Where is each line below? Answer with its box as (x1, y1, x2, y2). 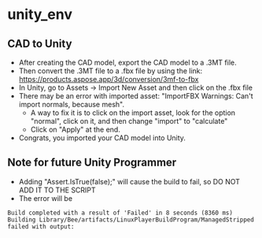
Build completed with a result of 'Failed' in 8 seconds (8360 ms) (7, 209, 234, 217)
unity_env (7, 6, 72, 24)
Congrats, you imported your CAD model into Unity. (18, 133, 186, 143)
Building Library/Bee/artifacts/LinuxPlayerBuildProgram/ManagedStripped (7, 215, 255, 224)
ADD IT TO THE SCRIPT (18, 185, 96, 195)
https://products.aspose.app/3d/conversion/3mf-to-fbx (18, 75, 199, 84)
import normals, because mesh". (18, 100, 125, 109)
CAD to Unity (7, 37, 72, 50)
